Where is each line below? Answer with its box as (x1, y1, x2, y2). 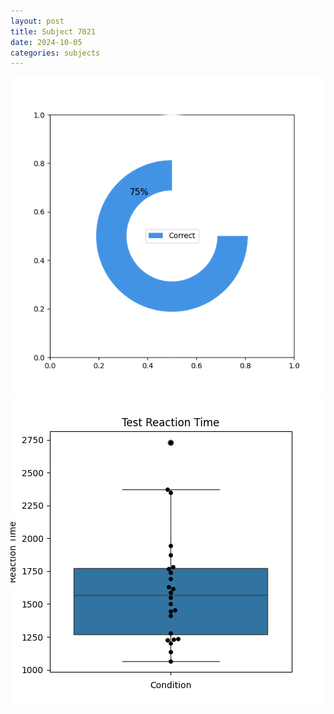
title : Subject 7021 (10, 26, 97, 37)
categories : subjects (10, 48, 101, 58)
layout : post (10, 16, 65, 26)
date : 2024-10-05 (10, 37, 83, 47)
